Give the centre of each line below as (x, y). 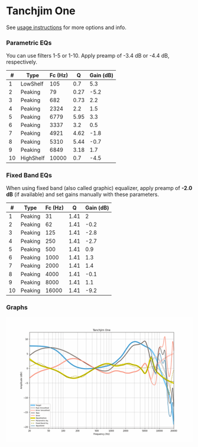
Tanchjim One (41, 11)
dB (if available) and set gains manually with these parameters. (83, 195)
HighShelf (33, 158)
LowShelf (32, 84)
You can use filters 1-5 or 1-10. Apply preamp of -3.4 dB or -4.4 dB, (88, 56)
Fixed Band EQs (29, 175)
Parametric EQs (29, 43)
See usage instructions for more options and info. (66, 27)
